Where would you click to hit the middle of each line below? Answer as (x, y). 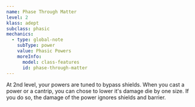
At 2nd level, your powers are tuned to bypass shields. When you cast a (95, 85)
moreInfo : (30, 57)
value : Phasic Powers (44, 51)
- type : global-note (37, 40)
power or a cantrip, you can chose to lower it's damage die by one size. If (97, 91)
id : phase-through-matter (55, 68)
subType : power (36, 46)
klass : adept (23, 23)
